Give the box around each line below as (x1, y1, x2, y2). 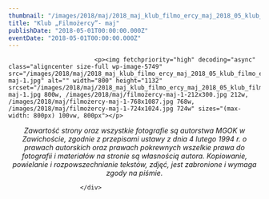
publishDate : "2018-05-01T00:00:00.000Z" (8, 26, 149, 34)
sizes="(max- (198, 105, 242, 113)
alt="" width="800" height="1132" (47, 77, 163, 85)
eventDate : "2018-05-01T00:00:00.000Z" (8, 34, 142, 42)
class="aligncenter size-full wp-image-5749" (8, 63, 163, 71)
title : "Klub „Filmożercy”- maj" (8, 19, 120, 27)
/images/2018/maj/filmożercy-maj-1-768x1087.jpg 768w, (8, 98, 195, 106)
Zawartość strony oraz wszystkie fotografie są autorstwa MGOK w (23, 125, 246, 136)
